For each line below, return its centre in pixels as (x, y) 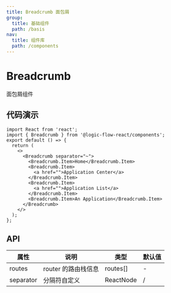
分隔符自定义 (62, 280)
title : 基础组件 (31, 23)
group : (15, 18)
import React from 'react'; (42, 129)
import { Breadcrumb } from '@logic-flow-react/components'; (86, 135)
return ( (23, 145)
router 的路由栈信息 (71, 269)
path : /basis (28, 29)
